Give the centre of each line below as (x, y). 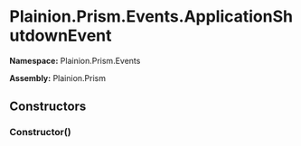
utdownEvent (61, 36)
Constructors (48, 107)
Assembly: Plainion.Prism (58, 78)
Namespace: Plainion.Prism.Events (75, 60)
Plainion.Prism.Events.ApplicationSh (151, 17)
